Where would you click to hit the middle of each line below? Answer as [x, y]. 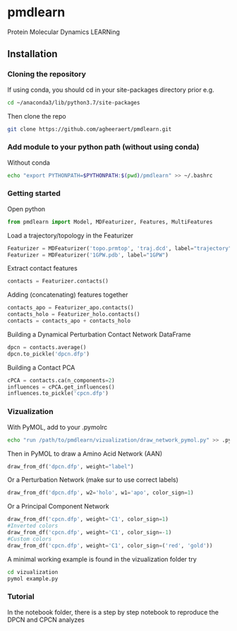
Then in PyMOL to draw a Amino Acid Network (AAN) [85, 454]
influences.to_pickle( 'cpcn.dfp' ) [58, 394]
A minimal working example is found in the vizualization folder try [102, 559]
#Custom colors [30, 539]
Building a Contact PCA [41, 367]
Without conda [29, 163]
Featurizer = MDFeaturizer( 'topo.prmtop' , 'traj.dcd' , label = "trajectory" [120, 248]
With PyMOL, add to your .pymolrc [57, 427]
